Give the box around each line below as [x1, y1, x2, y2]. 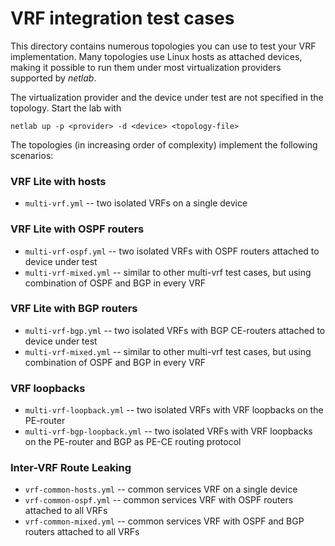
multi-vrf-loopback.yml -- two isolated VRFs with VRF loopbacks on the [24, 404, 324, 416]
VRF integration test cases [10, 7, 235, 30]
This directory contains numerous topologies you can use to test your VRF [10, 40, 317, 52]
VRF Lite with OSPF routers [10, 222, 145, 236]
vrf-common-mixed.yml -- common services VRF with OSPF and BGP [24, 515, 305, 527]
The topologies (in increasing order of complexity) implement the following [10, 138, 318, 151]
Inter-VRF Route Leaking [10, 461, 132, 475]
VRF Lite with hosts [10, 174, 107, 188]
